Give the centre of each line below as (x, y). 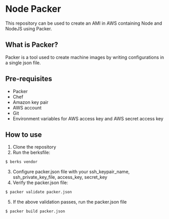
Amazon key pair (30, 102)
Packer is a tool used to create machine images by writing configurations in (85, 57)
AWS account (27, 107)
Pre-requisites (29, 79)
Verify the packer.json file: (40, 182)
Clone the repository (34, 147)
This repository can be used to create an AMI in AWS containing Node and (84, 23)
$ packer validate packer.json (39, 192)
